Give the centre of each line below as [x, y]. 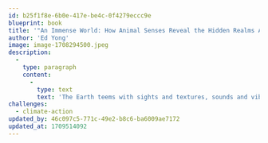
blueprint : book [35, 23]
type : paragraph [50, 68]
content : [37, 75]
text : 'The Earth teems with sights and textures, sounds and [142, 97]
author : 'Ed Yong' [39, 38]
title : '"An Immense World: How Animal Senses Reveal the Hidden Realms [132, 30]
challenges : [28, 104]
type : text [55, 89]
